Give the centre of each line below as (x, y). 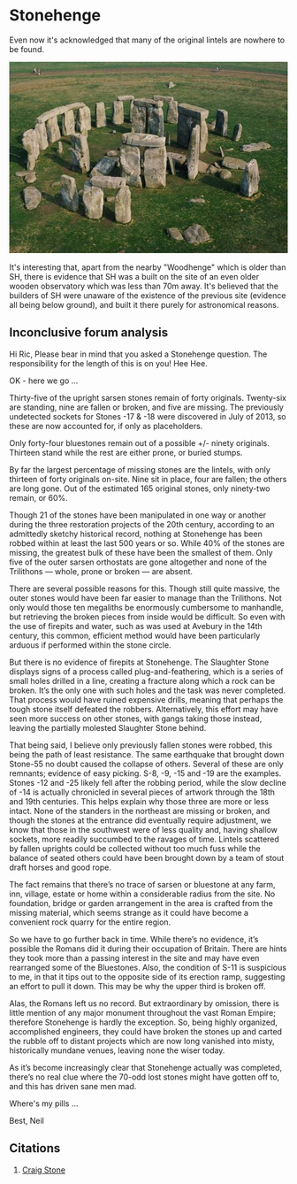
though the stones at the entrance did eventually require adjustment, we (141, 820)
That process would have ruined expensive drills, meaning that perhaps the (146, 699)
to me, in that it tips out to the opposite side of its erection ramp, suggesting (147, 976)
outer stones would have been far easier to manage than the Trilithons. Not (146, 597)
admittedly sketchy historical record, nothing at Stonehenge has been (136, 534)
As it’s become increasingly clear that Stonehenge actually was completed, (146, 1067)
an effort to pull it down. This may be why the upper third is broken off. (137, 986)
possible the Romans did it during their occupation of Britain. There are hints (148, 949)
